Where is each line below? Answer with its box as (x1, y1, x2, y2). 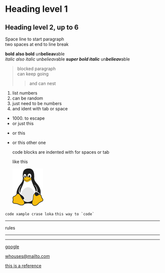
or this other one (12, 139, 46, 145)
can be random (12, 95, 43, 101)
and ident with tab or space (12, 106, 68, 111)
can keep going (17, 71, 49, 77)
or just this (12, 121, 34, 126)
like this (12, 159, 28, 165)
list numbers (12, 90, 38, 96)
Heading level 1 (5, 3, 68, 15)
